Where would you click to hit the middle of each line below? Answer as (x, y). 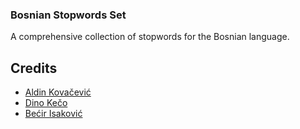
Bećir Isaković (53, 114)
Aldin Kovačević (58, 92)
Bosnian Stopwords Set (68, 15)
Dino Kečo (46, 103)
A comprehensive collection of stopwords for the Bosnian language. (150, 37)
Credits (34, 68)
